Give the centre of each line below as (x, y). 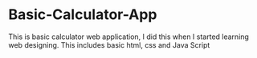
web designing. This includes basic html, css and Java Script (109, 44)
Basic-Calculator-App (83, 15)
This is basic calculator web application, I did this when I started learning (128, 37)
